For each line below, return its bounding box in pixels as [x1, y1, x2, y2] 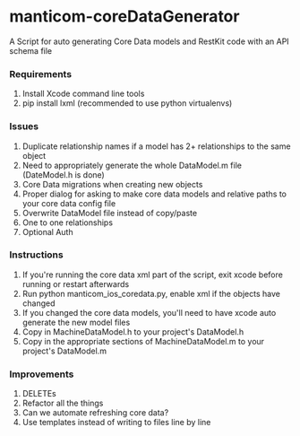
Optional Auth [21, 226, 73, 237]
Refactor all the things [21, 397, 104, 409]
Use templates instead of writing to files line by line [21, 417, 211, 428]
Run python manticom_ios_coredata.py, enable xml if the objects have [21, 288, 280, 299]
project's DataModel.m [21, 345, 107, 356]
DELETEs [21, 388, 56, 399]
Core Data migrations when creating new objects [21, 179, 203, 189]
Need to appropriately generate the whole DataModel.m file [21, 160, 242, 170]
